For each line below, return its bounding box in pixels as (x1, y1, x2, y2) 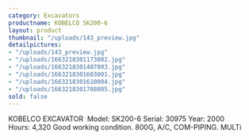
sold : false (8, 93, 48, 100)
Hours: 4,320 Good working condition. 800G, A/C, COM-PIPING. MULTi (8, 123, 242, 132)
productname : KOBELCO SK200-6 (8, 19, 109, 27)
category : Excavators (8, 11, 80, 20)
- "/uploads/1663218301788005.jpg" (8, 85, 126, 93)
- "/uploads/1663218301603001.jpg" (8, 70, 126, 78)
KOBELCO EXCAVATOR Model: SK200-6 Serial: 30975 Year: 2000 (8, 114, 224, 123)
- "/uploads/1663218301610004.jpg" (8, 78, 126, 85)
